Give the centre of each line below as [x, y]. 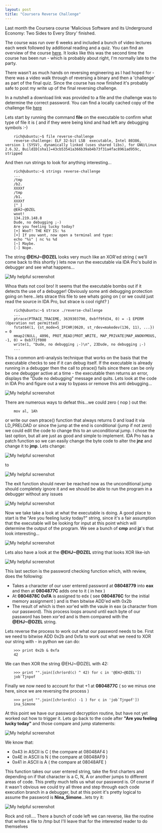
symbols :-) [16, 127]
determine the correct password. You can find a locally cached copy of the [80, 102]
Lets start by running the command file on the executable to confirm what [79, 117]
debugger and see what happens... [40, 267]
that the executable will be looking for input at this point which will [71, 523]
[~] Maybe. [25, 243]
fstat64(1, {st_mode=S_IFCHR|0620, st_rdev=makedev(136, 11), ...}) [84, 327]
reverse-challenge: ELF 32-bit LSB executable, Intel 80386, [78, 141]
